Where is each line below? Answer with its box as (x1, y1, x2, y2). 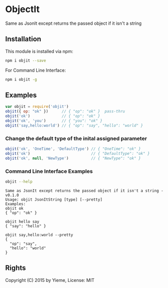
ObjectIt (5, 4, 40, 15)
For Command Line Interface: (5, 67, 66, 73)
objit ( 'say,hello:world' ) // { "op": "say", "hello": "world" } (5, 123, 143, 128)
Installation (5, 35, 41, 43)
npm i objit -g (5, 77, 37, 82)
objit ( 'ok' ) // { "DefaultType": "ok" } (5, 151, 150, 156)
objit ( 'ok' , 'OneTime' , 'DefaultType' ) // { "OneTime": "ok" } (5, 146, 141, 151)
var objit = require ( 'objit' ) (5, 104, 69, 109)
